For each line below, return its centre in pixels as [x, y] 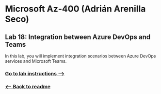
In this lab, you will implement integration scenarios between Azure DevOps [80, 56]
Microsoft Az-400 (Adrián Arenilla [75, 9]
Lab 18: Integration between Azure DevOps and [78, 37]
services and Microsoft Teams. [36, 61]
